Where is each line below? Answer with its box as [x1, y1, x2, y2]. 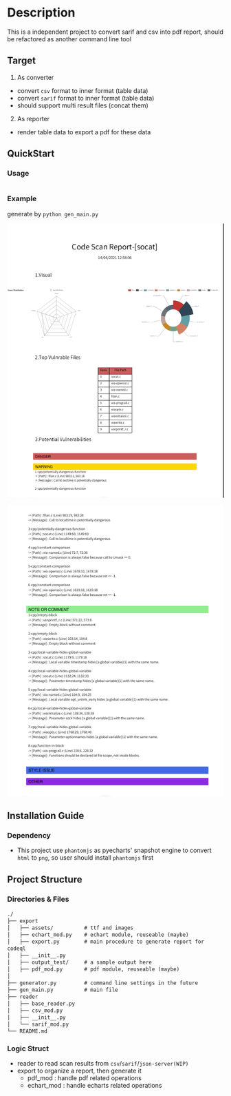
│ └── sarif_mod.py [7, 1021, 69, 1028]
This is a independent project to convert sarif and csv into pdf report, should [7, 28, 223, 36]
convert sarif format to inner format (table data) [16, 94, 155, 102]
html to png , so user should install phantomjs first [16, 854, 154, 862]
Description [7, 5, 76, 21]
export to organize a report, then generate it [16, 1066, 142, 1075]
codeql [7, 945, 26, 952]
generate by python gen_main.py [7, 209, 98, 218]
